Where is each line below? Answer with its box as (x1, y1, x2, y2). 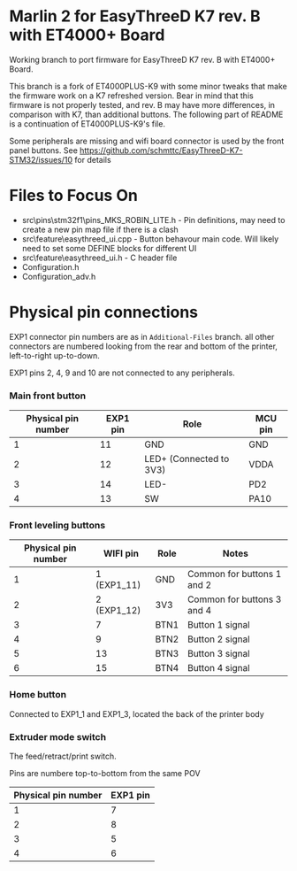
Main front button (9, 389, 87, 402)
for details (74, 154, 112, 165)
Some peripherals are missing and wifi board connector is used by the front (9, 135, 285, 146)
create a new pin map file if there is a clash (21, 224, 179, 235)
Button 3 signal (187, 648, 250, 660)
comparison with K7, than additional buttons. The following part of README (9, 109, 284, 119)
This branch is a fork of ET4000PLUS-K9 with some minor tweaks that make (9, 81, 287, 91)
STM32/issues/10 (9, 154, 73, 165)
